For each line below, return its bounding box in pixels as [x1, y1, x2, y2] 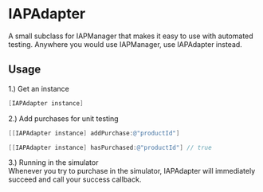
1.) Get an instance [8, 84, 69, 93]
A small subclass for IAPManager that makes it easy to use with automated [8, 31, 253, 41]
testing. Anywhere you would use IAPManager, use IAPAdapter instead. [8, 39, 243, 49]
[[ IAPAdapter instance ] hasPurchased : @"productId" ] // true [8, 143, 213, 151]
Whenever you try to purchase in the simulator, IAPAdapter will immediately [8, 167, 256, 176]
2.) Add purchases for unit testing [8, 113, 119, 123]
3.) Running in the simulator [8, 158, 99, 167]
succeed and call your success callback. [8, 174, 142, 184]
